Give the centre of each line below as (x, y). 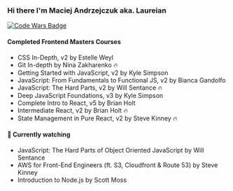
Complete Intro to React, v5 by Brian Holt (76, 103)
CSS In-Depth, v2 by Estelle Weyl (65, 57)
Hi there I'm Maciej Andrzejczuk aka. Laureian (87, 10)
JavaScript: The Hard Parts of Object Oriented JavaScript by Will (111, 150)
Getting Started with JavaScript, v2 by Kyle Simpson (93, 73)
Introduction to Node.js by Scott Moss (72, 180)
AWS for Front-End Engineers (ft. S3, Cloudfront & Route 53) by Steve (118, 165)
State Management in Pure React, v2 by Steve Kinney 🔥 (97, 118)
